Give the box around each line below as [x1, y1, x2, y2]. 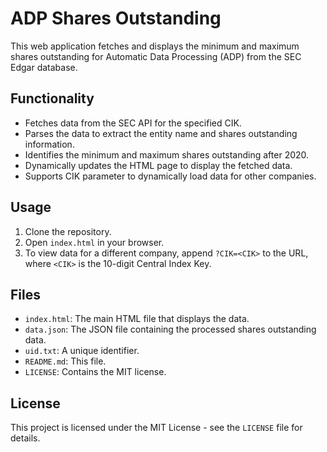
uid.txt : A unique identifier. [24, 345, 140, 357]
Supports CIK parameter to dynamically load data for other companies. [24, 170, 317, 182]
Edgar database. [10, 61, 78, 73]
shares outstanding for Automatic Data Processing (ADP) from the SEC [10, 50, 302, 62]
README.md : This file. [24, 355, 107, 367]
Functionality [10, 90, 95, 107]
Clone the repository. [24, 225, 112, 237]
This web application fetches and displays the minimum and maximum [10, 40, 300, 52]
